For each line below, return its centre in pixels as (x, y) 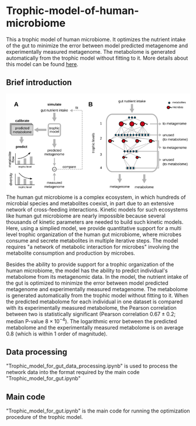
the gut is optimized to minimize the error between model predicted (87, 283)
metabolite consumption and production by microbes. (71, 253)
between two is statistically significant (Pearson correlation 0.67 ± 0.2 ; (91, 314)
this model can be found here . (42, 64)
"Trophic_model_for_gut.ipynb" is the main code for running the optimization (98, 411)
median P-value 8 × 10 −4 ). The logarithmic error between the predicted (92, 321)
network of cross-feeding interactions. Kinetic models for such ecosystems (97, 209)
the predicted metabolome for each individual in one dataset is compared (94, 302)
